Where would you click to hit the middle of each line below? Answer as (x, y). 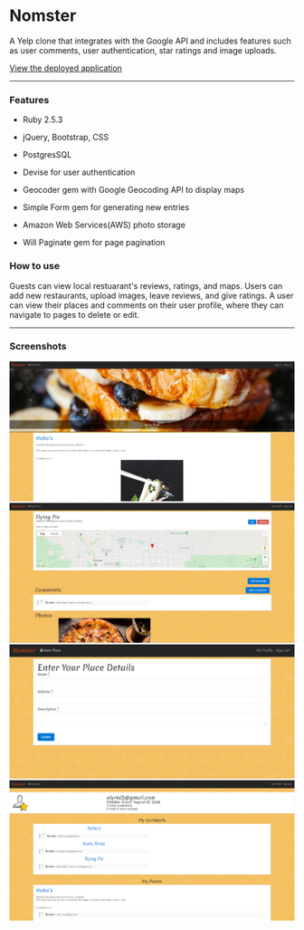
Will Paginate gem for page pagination (94, 243)
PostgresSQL (47, 155)
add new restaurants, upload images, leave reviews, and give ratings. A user (152, 295)
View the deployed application (66, 68)
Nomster (43, 16)
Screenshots (38, 347)
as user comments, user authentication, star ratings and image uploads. (143, 50)
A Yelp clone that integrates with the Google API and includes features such (150, 41)
